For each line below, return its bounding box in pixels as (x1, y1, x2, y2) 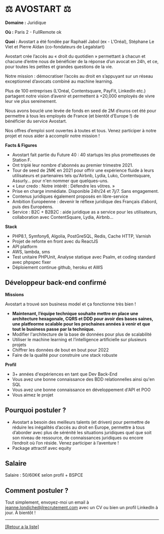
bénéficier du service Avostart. (5, 118, 67, 124)
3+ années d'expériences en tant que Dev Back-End (12, 371, 118, 377)
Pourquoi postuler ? (5, 406, 66, 415)
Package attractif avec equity (12, 445, 72, 451)
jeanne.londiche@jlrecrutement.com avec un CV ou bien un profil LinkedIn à (5, 505, 158, 511)
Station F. (12, 157, 32, 163)
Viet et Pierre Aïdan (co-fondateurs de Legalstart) (5, 44, 105, 49)
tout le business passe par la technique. (12, 326, 95, 332)
